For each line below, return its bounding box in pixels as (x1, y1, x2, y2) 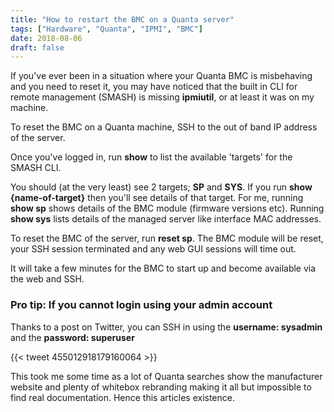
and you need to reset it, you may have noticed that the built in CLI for (10, 81, 298, 93)
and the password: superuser (10, 331, 135, 343)
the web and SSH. (10, 273, 85, 285)
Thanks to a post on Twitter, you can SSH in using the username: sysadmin (10, 321, 323, 333)
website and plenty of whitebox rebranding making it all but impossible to (10, 381, 312, 393)
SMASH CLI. (10, 162, 62, 174)
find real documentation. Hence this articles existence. (10, 391, 235, 403)
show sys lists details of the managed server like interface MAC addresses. (10, 213, 322, 225)
